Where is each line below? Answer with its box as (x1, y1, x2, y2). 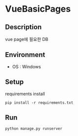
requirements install (5, 91, 45, 97)
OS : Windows (12, 63, 41, 69)
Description (5, 23, 42, 31)
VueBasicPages (5, 3, 71, 15)
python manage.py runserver (5, 126, 63, 131)
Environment (5, 51, 46, 59)
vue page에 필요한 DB (5, 37, 49, 42)
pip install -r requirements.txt (5, 100, 74, 105)
